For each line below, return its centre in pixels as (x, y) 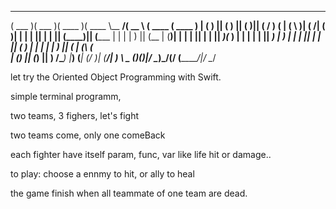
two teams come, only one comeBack (88, 135)
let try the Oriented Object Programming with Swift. (116, 77)
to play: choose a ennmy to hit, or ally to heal (102, 174)
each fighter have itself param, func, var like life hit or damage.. (141, 154)
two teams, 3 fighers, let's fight (75, 115)
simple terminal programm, (66, 96)
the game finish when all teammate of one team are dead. (129, 193)
